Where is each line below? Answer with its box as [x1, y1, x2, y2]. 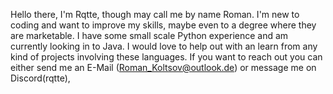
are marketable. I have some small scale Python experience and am [10, 30, 289, 41]
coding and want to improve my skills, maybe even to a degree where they [10, 19, 317, 31]
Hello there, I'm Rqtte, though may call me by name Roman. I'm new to [10, 9, 300, 20]
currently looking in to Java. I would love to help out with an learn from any [10, 40, 318, 52]
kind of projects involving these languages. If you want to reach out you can [10, 51, 323, 63]
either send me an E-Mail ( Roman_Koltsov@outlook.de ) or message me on [10, 62, 317, 73]
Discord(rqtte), [10, 72, 71, 84]
